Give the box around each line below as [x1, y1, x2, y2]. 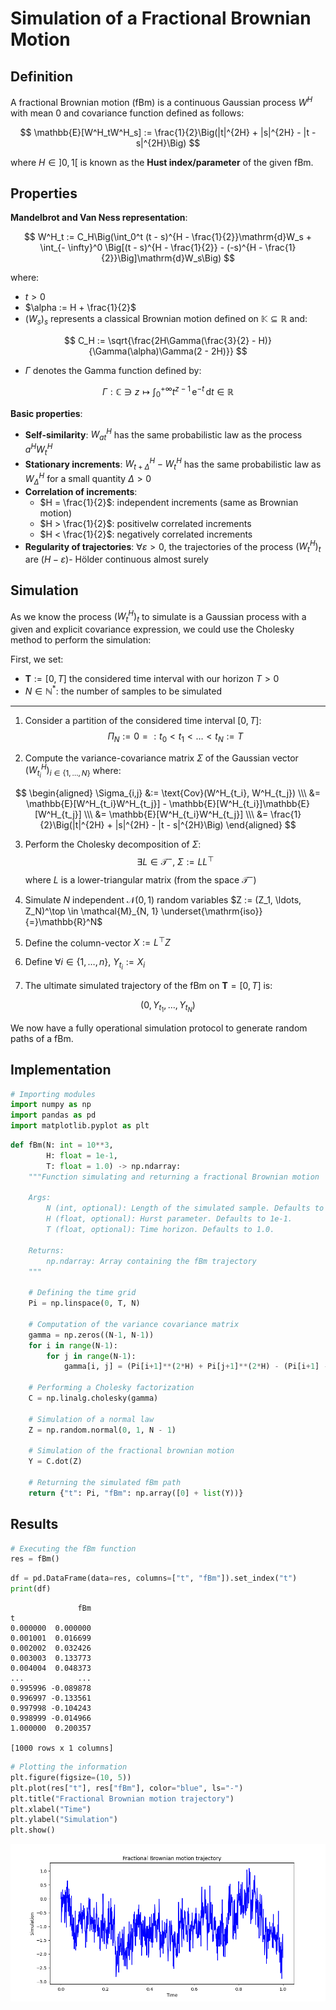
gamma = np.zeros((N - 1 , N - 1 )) [28, 1330, 155, 1340]
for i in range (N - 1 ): [28, 1340, 118, 1351]
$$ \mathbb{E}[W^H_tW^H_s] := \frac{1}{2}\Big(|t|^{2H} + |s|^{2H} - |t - [19, 126, 317, 138]
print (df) [10, 1584, 52, 1594]
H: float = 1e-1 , [46, 1150, 118, 1161]
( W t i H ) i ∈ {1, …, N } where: [24, 762, 122, 780]
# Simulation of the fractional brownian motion [28, 1446, 235, 1456]
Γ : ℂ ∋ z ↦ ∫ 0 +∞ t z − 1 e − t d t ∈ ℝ [101, 384, 235, 400]
